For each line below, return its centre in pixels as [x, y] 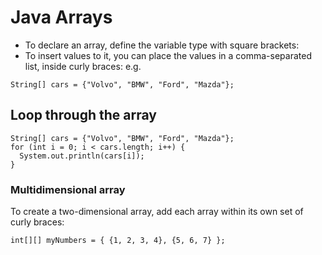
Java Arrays [61, 17]
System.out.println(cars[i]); [82, 156]
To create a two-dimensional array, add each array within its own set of [157, 212]
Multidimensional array [68, 189]
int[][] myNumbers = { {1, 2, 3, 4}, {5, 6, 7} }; [118, 241]
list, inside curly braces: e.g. [83, 66]
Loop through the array [83, 115]
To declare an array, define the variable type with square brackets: [162, 45]
